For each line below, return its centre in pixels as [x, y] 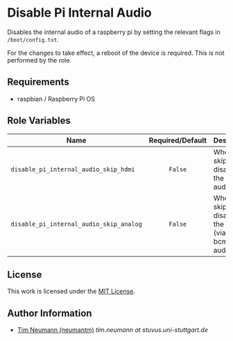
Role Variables [39, 120]
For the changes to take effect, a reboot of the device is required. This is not [116, 53]
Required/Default [178, 140]
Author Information [50, 313]
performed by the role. [39, 60]
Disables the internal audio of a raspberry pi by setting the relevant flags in [114, 32]
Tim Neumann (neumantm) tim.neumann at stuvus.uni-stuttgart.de [112, 330]
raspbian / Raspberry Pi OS [56, 99]
